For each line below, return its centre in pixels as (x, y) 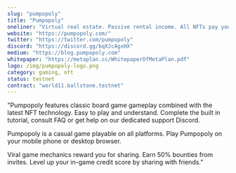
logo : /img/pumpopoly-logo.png (53, 66)
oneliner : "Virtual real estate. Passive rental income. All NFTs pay (113, 27)
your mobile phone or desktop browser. (64, 141)
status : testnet (31, 79)
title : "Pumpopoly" (36, 20)
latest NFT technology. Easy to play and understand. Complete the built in (114, 113)
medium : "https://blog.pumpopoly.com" (64, 53)
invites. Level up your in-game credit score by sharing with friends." (105, 162)
